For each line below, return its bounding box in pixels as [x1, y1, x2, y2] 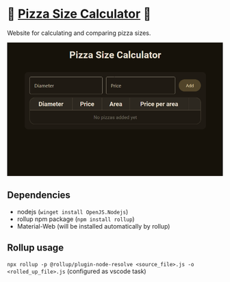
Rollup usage [7, 242, 64, 253]
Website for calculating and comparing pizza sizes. [7, 29, 151, 37]
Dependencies [7, 190, 71, 201]
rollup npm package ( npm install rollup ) [16, 215, 135, 223]
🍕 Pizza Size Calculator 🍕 [7, 6, 152, 22]
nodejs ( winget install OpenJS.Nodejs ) [16, 207, 129, 216]
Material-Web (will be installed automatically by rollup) [16, 222, 170, 230]
